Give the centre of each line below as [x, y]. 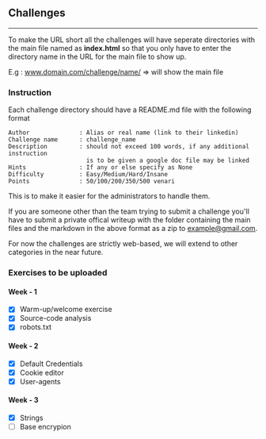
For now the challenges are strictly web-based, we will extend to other [123, 244]
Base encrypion [45, 427]
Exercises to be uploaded [58, 273]
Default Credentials [51, 364]
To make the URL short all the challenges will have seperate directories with [132, 40]
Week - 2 [23, 346]
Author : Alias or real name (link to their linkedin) [123, 133]
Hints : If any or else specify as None [101, 168]
